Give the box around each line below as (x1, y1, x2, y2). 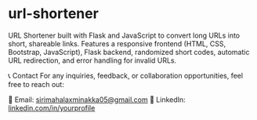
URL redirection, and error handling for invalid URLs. (8, 56, 177, 65)
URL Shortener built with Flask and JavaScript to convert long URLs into (8, 31, 241, 40)
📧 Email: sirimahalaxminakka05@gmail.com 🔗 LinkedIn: (8, 95, 186, 104)
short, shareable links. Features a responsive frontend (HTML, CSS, (8, 38, 226, 48)
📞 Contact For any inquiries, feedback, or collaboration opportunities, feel (8, 71, 244, 80)
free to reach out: (8, 79, 64, 89)
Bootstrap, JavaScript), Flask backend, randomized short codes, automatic (8, 47, 250, 56)
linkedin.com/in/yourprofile (8, 103, 96, 112)
